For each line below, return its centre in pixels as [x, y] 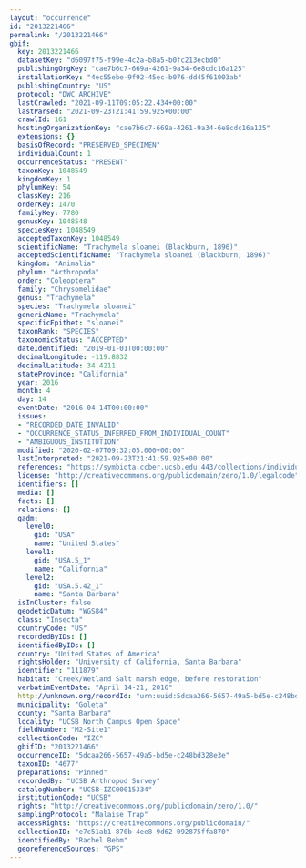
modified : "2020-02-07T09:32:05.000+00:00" [101, 450]
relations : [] [44, 510]
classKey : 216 [44, 196]
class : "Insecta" [51, 620]
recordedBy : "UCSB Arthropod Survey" [89, 780]
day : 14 [32, 399]
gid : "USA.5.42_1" [68, 586]
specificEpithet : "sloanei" [71, 323]
